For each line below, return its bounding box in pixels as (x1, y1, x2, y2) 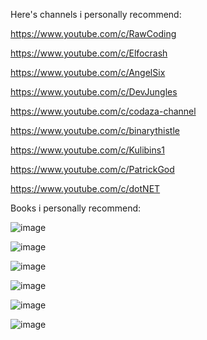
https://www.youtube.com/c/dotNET (10, 183, 161, 194)
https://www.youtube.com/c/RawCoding (10, 28, 177, 39)
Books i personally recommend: (10, 202, 142, 214)
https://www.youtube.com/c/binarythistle (10, 125, 180, 136)
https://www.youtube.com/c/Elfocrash (10, 47, 168, 59)
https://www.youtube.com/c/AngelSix (10, 67, 166, 78)
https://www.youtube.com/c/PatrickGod (10, 164, 175, 175)
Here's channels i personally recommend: (10, 9, 182, 20)
